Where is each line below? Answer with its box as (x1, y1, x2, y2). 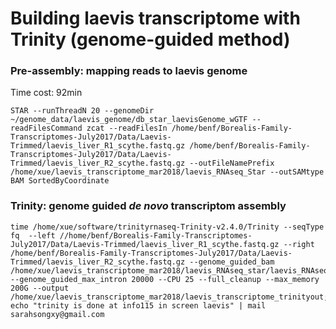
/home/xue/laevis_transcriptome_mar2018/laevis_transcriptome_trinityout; (10, 292, 329, 302)
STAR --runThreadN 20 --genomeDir (10, 106, 155, 116)
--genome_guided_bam (189, 257, 275, 267)
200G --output (10, 283, 70, 293)
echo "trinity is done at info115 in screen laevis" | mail (10, 300, 267, 311)
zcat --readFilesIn (86, 123, 168, 134)
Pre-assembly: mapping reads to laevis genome (10, 64, 248, 78)
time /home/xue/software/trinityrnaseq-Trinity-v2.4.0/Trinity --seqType (10, 222, 325, 232)
